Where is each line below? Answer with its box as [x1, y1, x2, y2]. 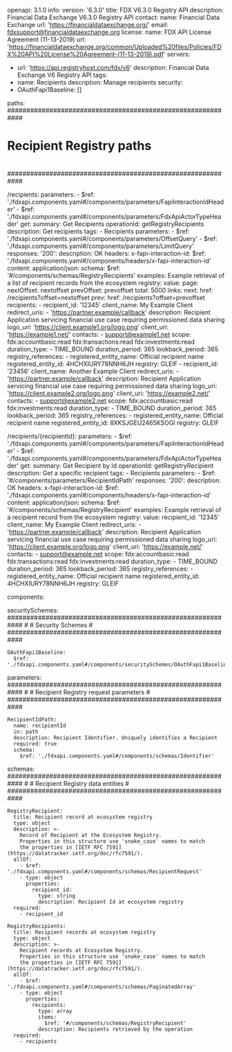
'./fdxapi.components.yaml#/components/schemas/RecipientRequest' [7, 868, 202, 875]
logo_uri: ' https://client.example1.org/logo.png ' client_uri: [7, 323, 169, 331]
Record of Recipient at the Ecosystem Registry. [19, 832, 162, 839]
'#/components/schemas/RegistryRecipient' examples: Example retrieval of [7, 506, 222, 514]
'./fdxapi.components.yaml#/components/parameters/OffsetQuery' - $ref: [7, 235, 217, 243]
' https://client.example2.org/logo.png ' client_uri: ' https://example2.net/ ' [7, 389, 211, 398]
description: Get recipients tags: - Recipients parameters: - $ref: [7, 227, 190, 236]
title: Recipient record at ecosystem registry [13, 814, 153, 821]
